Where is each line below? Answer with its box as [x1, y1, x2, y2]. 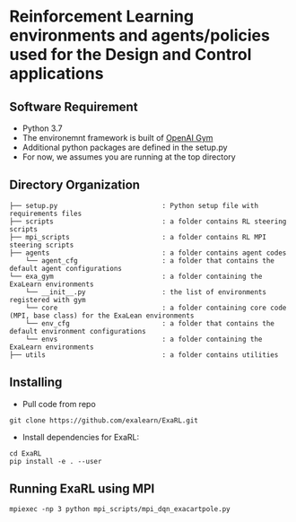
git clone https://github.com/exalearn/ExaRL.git [9, 415, 199, 425]
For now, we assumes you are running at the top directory [22, 152, 236, 162]
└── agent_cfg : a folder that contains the [25, 256, 275, 265]
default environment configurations [9, 326, 146, 335]
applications [9, 64, 104, 84]
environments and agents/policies [9, 25, 271, 46]
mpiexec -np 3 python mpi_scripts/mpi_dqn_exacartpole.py [9, 505, 231, 514]
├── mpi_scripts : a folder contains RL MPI [9, 232, 267, 241]
